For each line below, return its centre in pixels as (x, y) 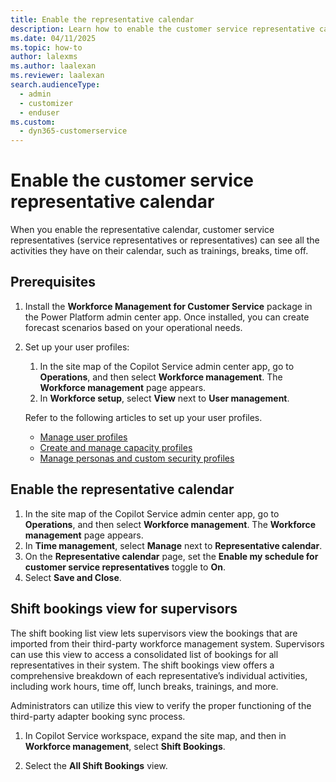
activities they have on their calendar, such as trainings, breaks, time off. (159, 251)
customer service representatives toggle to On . (125, 567)
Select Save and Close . (73, 577)
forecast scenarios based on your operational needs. (133, 327)
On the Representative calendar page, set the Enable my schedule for (171, 556)
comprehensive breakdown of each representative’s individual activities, (159, 675)
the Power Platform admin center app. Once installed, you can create (167, 317)
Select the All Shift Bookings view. (96, 765)
